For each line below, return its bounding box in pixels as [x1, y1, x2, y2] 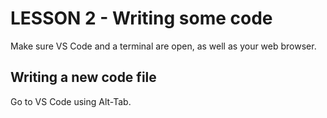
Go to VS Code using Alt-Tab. [10, 95, 132, 107]
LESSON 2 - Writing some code [10, 7, 273, 30]
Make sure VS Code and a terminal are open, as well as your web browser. [10, 40, 317, 52]
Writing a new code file [10, 69, 157, 86]
